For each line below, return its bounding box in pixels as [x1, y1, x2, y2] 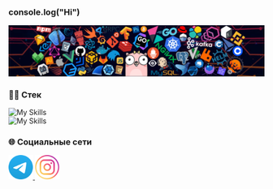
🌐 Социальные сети [8, 136, 93, 148]
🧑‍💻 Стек [8, 88, 42, 100]
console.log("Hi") [8, 6, 80, 18]
